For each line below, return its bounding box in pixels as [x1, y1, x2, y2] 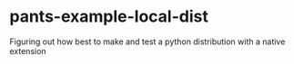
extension [9, 45, 47, 56]
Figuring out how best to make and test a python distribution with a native [9, 36, 286, 47]
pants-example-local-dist [9, 6, 209, 27]
